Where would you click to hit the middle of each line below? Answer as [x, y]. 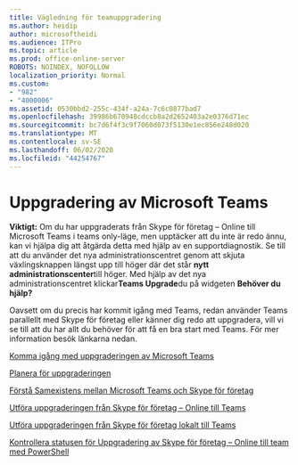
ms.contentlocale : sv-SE [55, 142]
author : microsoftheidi [54, 34]
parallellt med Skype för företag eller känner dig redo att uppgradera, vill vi [146, 320]
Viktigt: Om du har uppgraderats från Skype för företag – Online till [132, 227]
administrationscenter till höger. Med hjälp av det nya [108, 274]
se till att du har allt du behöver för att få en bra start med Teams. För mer [144, 330]
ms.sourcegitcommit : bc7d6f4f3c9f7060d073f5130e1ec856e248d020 [129, 126]
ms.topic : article [43, 51]
